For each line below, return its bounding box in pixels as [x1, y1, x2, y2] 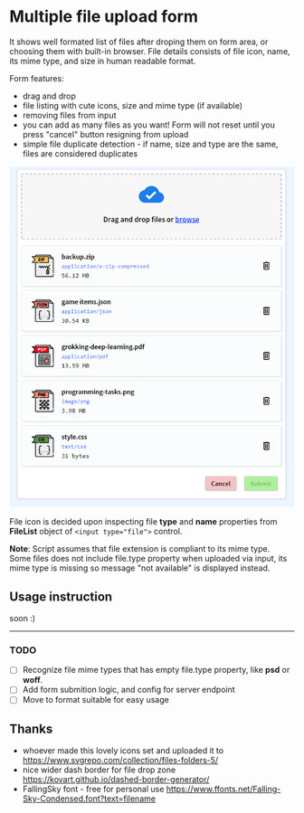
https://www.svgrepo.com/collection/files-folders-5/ [22, 755, 219, 766]
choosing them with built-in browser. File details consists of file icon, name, [9, 45, 291, 56]
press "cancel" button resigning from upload [22, 128, 189, 139]
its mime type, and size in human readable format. [9, 55, 196, 66]
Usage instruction [9, 589, 113, 604]
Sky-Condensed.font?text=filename [22, 793, 157, 804]
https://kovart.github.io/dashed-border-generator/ [22, 774, 210, 785]
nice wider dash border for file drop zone [22, 764, 176, 775]
